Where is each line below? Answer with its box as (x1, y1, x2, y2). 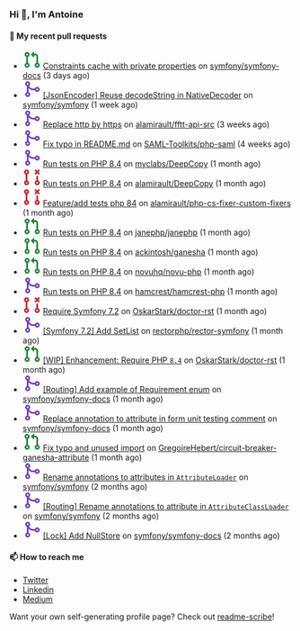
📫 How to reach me (9, 551, 84, 562)
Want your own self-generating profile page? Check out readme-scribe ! (9, 611, 275, 622)
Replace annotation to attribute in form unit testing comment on (42, 413, 278, 424)
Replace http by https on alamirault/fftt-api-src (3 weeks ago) (42, 119, 270, 130)
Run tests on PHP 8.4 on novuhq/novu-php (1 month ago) (42, 266, 255, 277)
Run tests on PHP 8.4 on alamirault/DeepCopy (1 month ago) (42, 178, 267, 189)
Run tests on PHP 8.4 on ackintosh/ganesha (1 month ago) (42, 247, 259, 257)
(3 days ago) (43, 70, 90, 81)
